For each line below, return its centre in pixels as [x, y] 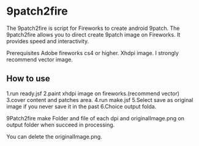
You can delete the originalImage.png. [54, 136]
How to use [28, 78]
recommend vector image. [40, 59]
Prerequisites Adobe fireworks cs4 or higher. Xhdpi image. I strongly [93, 53]
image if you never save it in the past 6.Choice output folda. [81, 106]
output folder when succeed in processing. [61, 125]
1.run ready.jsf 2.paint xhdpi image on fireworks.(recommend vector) [93, 93]
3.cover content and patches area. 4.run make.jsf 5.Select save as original [100, 100]
